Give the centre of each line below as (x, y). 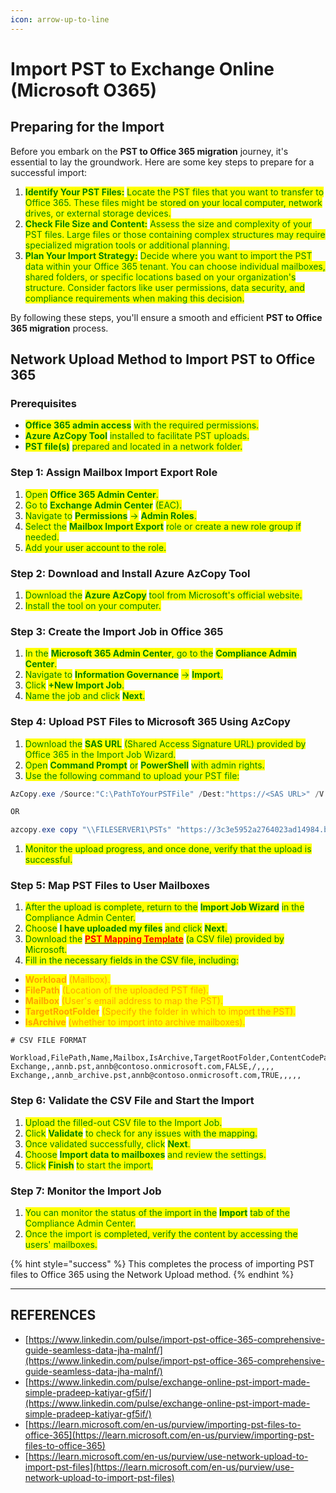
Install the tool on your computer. (93, 605)
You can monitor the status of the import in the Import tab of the (157, 1213)
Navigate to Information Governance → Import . (123, 675)
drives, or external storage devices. (98, 213)
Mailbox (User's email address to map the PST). (123, 1001)
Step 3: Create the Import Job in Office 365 (117, 631)
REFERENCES (53, 1315)
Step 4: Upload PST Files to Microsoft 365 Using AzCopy (150, 722)
